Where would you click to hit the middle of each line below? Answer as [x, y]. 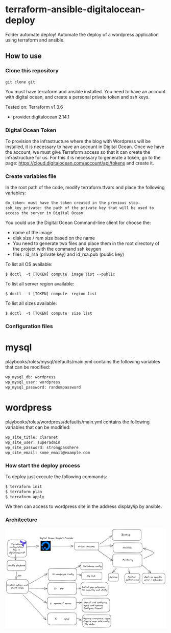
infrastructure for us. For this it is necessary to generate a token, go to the [83, 157]
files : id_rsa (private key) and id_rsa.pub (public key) [68, 254]
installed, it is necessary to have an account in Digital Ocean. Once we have [85, 147]
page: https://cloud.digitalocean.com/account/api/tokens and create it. [80, 163]
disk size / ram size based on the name [54, 238]
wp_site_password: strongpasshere [42, 448]
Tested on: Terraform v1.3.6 [34, 107]
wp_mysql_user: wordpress [33, 382]
